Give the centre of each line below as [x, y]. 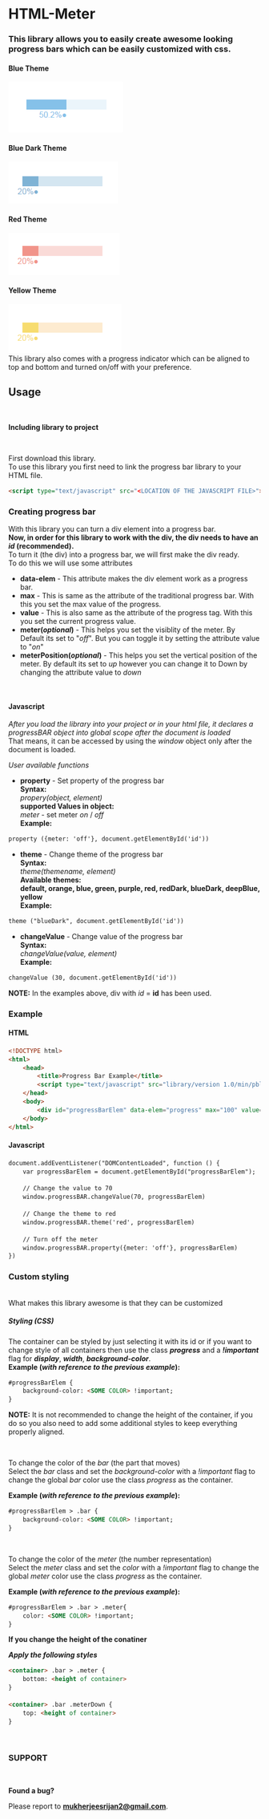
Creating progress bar [52, 512]
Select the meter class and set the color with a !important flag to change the [134, 1567]
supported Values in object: [67, 806]
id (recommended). [41, 545]
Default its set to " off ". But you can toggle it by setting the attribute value [140, 638]
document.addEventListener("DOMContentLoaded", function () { [114, 1163]
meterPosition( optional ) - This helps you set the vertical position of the [139, 655]
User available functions [49, 765]
